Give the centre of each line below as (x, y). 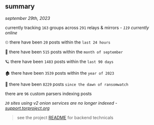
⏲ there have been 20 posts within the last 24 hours (58, 42)
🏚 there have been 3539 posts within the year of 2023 (60, 73)
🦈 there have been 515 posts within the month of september (64, 52)
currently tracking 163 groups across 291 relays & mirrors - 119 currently (77, 28)
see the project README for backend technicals (65, 117)
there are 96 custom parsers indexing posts (48, 94)
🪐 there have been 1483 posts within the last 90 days (59, 62)
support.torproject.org (27, 108)
